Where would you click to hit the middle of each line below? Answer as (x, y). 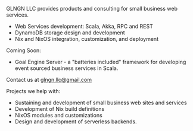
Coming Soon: (24, 50)
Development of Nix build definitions (60, 109)
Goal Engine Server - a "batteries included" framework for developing (100, 62)
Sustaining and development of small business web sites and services (101, 103)
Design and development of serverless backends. (76, 122)
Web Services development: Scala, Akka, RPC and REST (84, 26)
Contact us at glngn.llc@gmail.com (49, 80)
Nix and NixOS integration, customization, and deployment (87, 39)
